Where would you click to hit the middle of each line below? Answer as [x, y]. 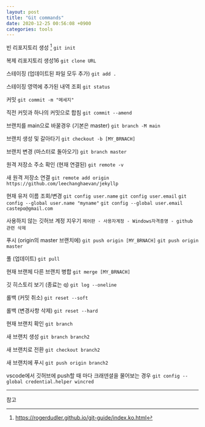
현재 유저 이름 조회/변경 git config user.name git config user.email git [97, 196]
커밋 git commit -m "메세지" [40, 99]
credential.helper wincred [60, 382]
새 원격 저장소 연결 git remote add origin [58, 177]
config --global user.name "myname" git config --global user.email [95, 203]
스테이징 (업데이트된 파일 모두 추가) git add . [61, 73]
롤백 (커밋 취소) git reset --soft [47, 297]
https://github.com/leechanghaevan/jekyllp [63, 184]
